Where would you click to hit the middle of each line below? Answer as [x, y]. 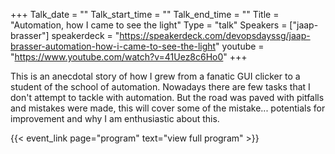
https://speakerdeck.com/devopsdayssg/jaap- [215, 35]
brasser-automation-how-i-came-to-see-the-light [113, 46]
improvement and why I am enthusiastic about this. [115, 118]
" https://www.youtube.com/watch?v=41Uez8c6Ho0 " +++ [129, 57]
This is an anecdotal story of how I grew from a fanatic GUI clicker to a [155, 76]
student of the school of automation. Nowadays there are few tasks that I [160, 87]
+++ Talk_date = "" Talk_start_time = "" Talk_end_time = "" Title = [145, 14]
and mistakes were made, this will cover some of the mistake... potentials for [168, 108]
